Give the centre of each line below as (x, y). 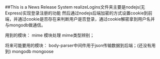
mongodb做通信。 (27, 25)
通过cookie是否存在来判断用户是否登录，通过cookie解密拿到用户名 (84, 19)
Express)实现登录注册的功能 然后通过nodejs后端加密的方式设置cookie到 (77, 13)
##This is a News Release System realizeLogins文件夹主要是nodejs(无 (75, 7)
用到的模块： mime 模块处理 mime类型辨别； (50, 35)
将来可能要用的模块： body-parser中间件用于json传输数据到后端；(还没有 (78, 45)
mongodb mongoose (33, 51)
